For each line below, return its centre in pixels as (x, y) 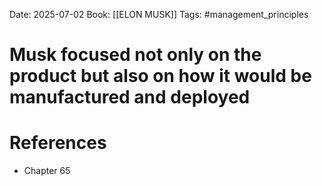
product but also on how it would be (160, 76)
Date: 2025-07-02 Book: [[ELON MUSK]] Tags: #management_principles (159, 14)
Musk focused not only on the (135, 55)
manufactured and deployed (130, 97)
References (58, 143)
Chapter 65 (47, 171)
